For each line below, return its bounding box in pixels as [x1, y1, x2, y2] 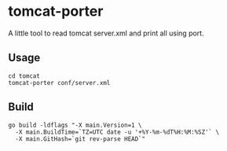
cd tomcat [8, 72, 41, 80]
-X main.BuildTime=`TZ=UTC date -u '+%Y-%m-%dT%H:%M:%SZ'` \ [15, 128, 220, 136]
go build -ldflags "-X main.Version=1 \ [8, 121, 143, 129]
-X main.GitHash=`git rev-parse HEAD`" [15, 134, 146, 143]
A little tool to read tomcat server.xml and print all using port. [8, 28, 204, 38]
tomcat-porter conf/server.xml [8, 79, 111, 87]
